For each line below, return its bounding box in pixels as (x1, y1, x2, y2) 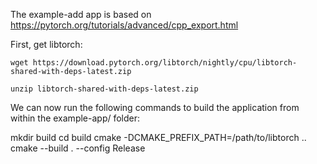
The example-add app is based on (10, 9, 152, 20)
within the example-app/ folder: (10, 112, 141, 124)
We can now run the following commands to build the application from (10, 102, 300, 113)
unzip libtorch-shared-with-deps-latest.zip (10, 84, 199, 94)
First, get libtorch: (10, 39, 83, 50)
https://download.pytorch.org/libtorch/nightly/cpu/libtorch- (32, 58, 298, 68)
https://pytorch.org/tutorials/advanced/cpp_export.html (10, 19, 239, 31)
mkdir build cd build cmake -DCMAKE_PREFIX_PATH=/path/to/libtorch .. (10, 132, 307, 143)
